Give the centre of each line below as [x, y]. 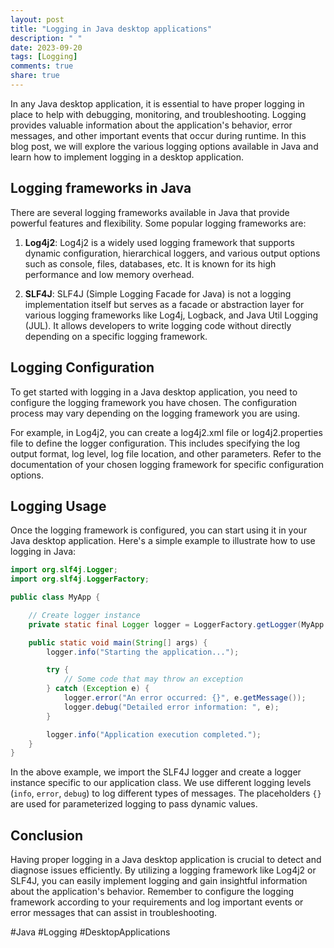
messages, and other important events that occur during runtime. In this [158, 135]
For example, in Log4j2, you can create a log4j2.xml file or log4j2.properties [166, 432]
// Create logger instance [84, 615]
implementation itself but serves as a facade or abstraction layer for [164, 304]
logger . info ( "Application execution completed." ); [154, 734]
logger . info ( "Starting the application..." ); [143, 652]
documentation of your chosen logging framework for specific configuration [167, 464]
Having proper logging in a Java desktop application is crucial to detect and [166, 860]
